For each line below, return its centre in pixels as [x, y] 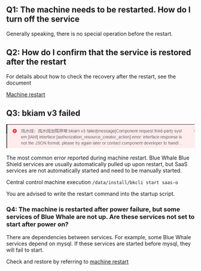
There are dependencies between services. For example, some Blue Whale [99, 237]
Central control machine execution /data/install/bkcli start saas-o [92, 182]
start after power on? [37, 224]
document [19, 83]
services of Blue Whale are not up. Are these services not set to [100, 216]
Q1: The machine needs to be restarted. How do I [99, 10]
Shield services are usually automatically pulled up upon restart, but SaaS [97, 164]
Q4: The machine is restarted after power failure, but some [93, 209]
